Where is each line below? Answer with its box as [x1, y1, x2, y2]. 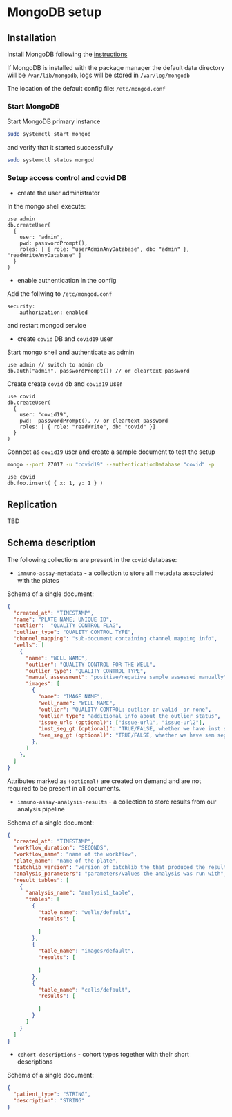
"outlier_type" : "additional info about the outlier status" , [37, 712, 221, 719]
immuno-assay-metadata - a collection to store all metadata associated [17, 569, 214, 577]
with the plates [17, 576, 60, 584]
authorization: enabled [19, 309, 88, 316]
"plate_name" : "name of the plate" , [13, 857, 119, 865]
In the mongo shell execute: [7, 202, 86, 211]
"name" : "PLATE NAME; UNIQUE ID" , [13, 616, 113, 623]
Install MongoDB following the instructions [7, 50, 128, 58]
